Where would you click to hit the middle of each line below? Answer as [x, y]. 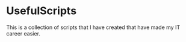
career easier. [23, 33]
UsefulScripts [42, 11]
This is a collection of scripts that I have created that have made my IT [93, 27]
